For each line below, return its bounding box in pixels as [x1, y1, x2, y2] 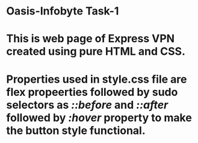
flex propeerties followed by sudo [6, 85, 178, 99]
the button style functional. [6, 124, 146, 137]
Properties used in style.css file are [6, 72, 187, 86]
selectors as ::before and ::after [6, 98, 169, 112]
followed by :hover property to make [6, 110, 193, 124]
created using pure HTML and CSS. [6, 45, 185, 59]
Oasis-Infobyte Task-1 [6, 4, 119, 18]
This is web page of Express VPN [6, 32, 175, 46]
